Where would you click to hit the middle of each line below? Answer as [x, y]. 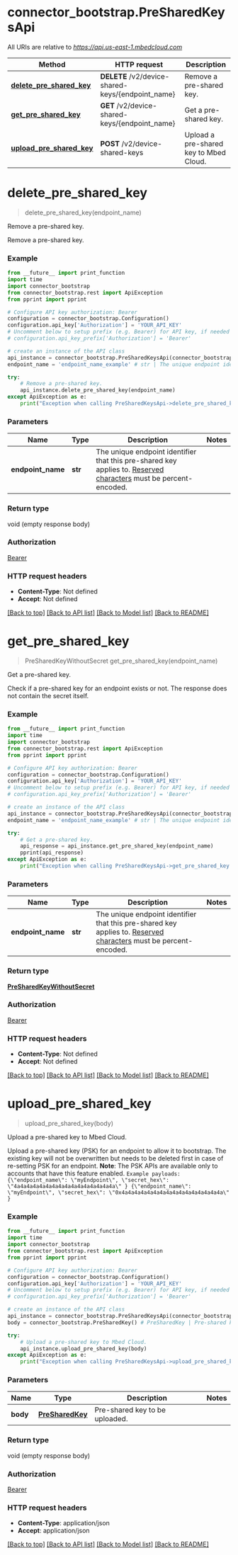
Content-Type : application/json [63, 1523]
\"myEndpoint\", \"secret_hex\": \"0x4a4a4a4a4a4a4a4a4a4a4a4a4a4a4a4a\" [119, 1193]
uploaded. [111, 1419]
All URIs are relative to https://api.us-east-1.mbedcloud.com [95, 47]
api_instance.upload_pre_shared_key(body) [84, 1349]
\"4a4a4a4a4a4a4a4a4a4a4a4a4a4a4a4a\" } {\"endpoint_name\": [100, 1187]
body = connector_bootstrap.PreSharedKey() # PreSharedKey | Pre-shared [117, 1322]
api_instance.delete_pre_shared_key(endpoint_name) [98, 390]
